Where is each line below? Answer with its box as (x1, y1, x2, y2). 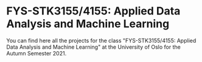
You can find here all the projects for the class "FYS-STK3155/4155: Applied (6, 37, 197, 44)
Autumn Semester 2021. (6, 49, 67, 57)
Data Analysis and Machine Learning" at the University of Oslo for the (6, 43, 181, 51)
